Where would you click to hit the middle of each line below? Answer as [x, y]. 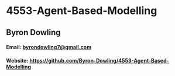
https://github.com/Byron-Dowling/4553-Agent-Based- [99, 60]
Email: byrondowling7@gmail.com [49, 47]
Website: [17, 60]
